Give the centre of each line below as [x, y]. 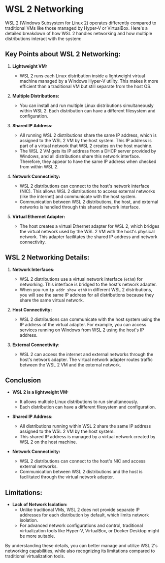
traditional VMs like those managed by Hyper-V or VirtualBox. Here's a [76, 28]
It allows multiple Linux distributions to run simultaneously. [79, 402]
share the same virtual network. [52, 300]
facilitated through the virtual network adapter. [67, 477]
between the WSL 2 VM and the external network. [70, 364]
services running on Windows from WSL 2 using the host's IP [82, 330]
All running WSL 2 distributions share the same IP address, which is [88, 135]
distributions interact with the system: [43, 39]
